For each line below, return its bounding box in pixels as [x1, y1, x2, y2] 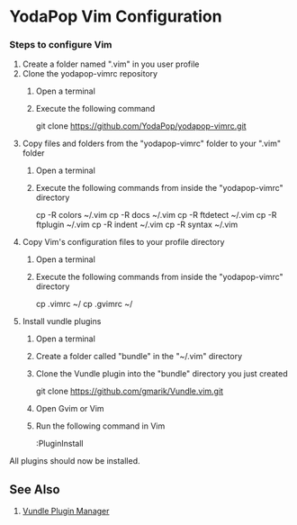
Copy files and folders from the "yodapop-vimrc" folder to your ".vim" [22, 138, 282, 149]
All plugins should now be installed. [9, 456, 141, 466]
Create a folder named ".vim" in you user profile [22, 59, 200, 69]
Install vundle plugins [22, 316, 102, 327]
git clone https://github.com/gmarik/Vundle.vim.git [35, 385, 223, 397]
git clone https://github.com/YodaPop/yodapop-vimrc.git [35, 121, 247, 131]
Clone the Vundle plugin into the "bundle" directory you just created [35, 368, 288, 379]
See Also [9, 482, 60, 497]
